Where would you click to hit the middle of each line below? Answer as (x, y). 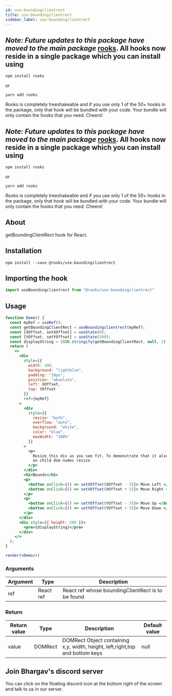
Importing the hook (37, 279)
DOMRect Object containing (96, 640)
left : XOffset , (44, 384)
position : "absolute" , (52, 380)
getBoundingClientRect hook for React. (47, 235)
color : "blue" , (49, 432)
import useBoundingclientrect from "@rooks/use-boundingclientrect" (80, 290)
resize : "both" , (50, 418)
